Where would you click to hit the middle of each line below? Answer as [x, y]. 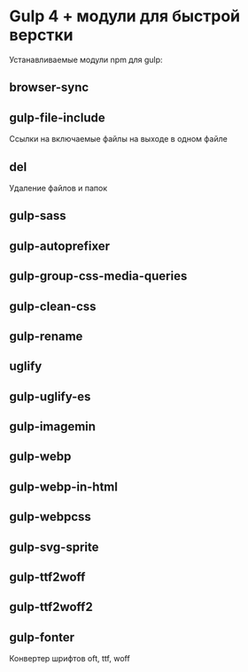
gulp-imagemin [52, 427]
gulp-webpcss [50, 517]
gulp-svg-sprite [54, 547]
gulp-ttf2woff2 [51, 607]
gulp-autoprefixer [60, 246]
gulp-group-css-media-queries [98, 276]
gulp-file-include [57, 117]
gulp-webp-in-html [63, 487]
